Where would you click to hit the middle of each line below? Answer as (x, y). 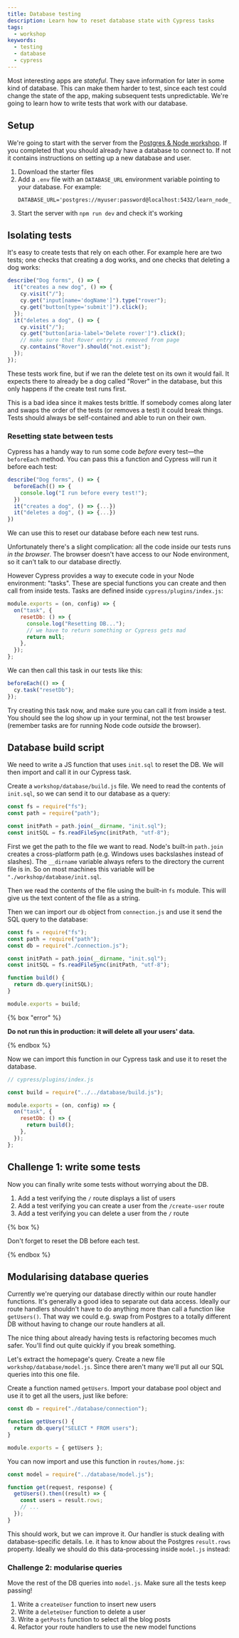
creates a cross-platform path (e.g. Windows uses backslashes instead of (116, 854)
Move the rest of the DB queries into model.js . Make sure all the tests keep (117, 1583)
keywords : (22, 41)
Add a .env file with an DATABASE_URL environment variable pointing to (119, 179)
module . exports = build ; (44, 1004)
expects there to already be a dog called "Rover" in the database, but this (115, 381)
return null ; (46, 637)
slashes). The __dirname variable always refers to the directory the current (116, 861)
